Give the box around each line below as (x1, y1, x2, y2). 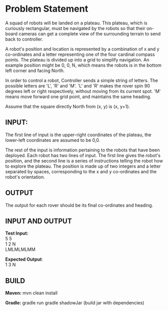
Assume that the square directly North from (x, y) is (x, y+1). (5, 103, 131, 109)
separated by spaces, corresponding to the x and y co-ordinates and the (5, 168, 157, 174)
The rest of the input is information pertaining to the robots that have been (5, 147, 160, 153)
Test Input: (5, 230, 29, 236)
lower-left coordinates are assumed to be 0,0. (5, 137, 100, 143)
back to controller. (5, 36, 44, 42)
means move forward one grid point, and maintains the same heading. (5, 94, 152, 100)
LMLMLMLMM (5, 246, 35, 253)
